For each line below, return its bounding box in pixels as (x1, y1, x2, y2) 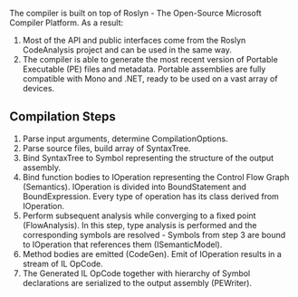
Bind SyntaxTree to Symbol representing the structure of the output (22, 152, 274, 163)
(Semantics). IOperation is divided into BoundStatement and (22, 181, 247, 192)
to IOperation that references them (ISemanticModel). (22, 239, 223, 250)
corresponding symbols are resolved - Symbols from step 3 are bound (22, 229, 286, 240)
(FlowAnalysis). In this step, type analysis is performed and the (22, 219, 257, 230)
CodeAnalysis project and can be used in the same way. (22, 44, 233, 55)
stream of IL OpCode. (22, 258, 103, 269)
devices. (22, 83, 55, 93)
